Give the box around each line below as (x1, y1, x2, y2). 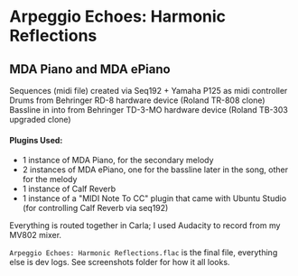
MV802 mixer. (9, 230, 61, 241)
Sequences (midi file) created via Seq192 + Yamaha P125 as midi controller (9, 86, 288, 96)
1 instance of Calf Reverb (22, 183, 116, 195)
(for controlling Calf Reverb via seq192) (22, 203, 169, 214)
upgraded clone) (9, 115, 71, 124)
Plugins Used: (9, 134, 63, 145)
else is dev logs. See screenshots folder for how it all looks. (9, 257, 230, 268)
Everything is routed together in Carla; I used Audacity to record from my (9, 220, 281, 231)
